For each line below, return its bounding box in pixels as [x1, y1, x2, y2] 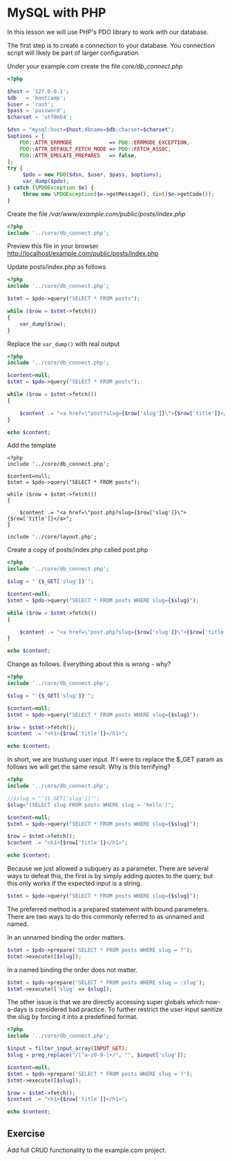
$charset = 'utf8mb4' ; [7, 114, 72, 121]
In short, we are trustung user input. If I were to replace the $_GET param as [7, 756, 223, 764]
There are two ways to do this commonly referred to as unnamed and [7, 912, 204, 920]
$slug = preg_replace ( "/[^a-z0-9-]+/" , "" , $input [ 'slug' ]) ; [7, 1051, 187, 1058]
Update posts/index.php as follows [7, 263, 106, 271]
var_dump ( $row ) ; [19, 320, 67, 327]
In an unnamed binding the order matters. [7, 933, 126, 941]
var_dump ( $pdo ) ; [22, 178, 70, 185]
